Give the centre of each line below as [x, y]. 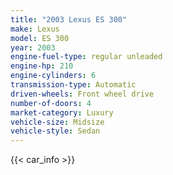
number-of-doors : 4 [51, 103]
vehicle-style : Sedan [55, 131]
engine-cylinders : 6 [53, 76]
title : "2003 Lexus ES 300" [69, 19]
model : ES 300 [40, 38]
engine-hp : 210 [42, 66]
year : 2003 [33, 47]
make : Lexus [35, 29]
